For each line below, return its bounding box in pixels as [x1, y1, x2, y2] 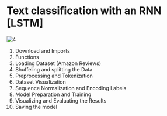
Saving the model [15, 103, 58, 110]
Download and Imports [15, 47, 71, 54]
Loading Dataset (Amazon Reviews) [15, 60, 102, 67]
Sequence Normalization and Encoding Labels [15, 84, 127, 91]
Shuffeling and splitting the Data [15, 66, 93, 73]
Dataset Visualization [15, 78, 66, 86]
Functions [15, 53, 40, 60]
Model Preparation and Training [15, 91, 92, 98]
